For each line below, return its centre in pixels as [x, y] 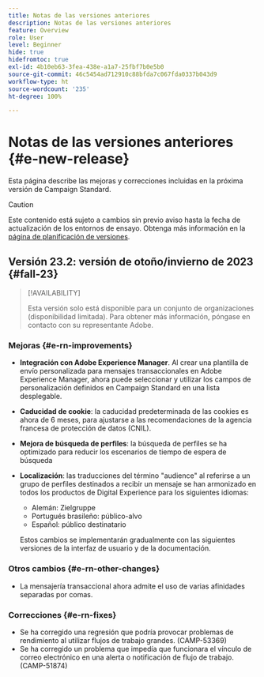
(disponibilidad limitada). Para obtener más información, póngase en [139, 316]
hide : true [26, 52]
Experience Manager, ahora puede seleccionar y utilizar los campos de [135, 379]
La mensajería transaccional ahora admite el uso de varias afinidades [132, 586]
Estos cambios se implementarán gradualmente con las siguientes [127, 540]
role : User [26, 38]
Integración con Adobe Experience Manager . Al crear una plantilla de [134, 363]
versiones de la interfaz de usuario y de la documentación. [115, 548]
